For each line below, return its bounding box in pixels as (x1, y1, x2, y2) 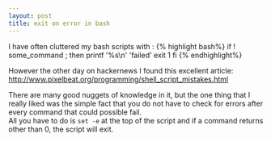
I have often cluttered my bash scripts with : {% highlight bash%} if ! (8, 41, 236, 51)
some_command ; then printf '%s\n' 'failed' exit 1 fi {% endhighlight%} (8, 50, 243, 60)
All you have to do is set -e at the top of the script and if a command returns (8, 115, 264, 125)
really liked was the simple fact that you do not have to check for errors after (8, 98, 264, 108)
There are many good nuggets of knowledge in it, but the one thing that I (8, 90, 251, 99)
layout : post (8, 11, 53, 20)
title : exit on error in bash (8, 19, 111, 27)
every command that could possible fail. (8, 106, 142, 117)
